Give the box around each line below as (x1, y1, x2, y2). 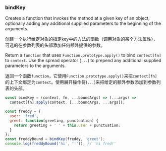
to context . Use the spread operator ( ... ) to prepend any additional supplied (5, 58, 162, 64)
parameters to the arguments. (5, 63, 66, 69)
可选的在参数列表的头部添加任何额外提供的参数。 (5, 42, 105, 48)
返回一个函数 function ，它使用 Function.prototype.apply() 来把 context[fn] (5, 73, 158, 79)
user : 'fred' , (9, 113, 39, 118)
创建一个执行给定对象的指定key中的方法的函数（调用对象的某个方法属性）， (5, 36, 158, 42)
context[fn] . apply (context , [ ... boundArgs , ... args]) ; (9, 100, 125, 105)
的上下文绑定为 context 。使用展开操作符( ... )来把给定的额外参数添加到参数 (5, 79, 157, 85)
